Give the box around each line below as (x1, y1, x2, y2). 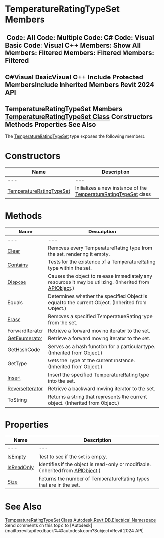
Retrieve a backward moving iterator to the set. (48, 385, 155, 392)
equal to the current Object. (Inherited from (48, 299, 147, 306)
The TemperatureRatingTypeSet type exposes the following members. (5, 133, 146, 139)
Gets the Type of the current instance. (48, 357, 135, 364)
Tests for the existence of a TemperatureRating (48, 258, 156, 265)
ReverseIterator (7, 385, 43, 392)
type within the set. (48, 264, 92, 271)
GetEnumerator (7, 335, 43, 342)
